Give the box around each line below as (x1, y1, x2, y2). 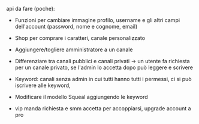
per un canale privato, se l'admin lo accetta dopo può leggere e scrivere (14, 64, 194, 71)
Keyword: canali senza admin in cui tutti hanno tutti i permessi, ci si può (14, 76, 192, 82)
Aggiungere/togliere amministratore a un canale (14, 46, 133, 53)
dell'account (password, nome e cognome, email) (14, 23, 138, 30)
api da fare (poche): (6, 5, 55, 12)
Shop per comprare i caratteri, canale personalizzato (14, 35, 146, 41)
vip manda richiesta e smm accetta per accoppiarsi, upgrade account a (14, 105, 191, 112)
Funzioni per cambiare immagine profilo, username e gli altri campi (14, 17, 180, 23)
